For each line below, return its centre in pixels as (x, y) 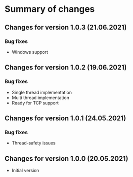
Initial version (25, 171)
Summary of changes (50, 9)
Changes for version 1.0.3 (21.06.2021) (66, 27)
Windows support (30, 52)
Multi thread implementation (41, 98)
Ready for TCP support (35, 103)
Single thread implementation (42, 92)
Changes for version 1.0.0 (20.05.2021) (66, 159)
